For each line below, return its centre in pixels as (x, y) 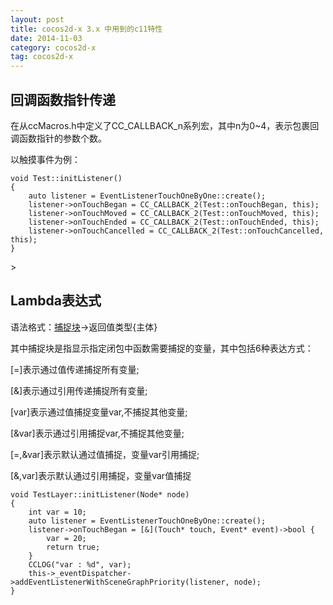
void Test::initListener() (66, 178)
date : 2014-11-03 (46, 38)
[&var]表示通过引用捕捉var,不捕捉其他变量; (97, 433)
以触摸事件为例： (45, 159)
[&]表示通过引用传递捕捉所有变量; (79, 390)
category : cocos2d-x (53, 47)
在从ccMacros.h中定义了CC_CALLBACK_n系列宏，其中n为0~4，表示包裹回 (165, 125)
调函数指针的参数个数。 (58, 138)
